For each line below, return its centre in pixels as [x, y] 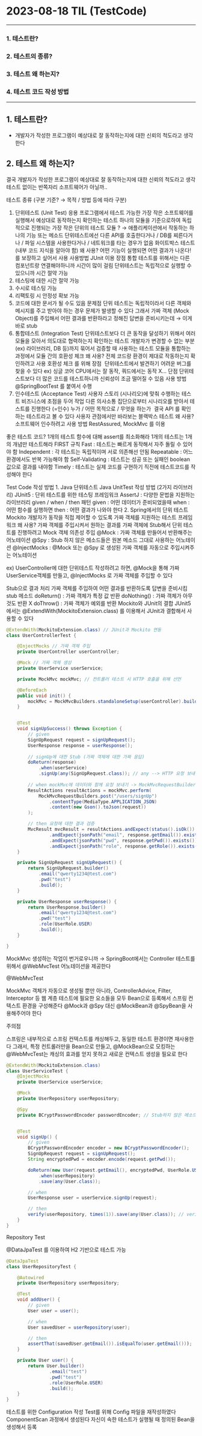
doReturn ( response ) [52, 762]
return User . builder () [56, 1366]
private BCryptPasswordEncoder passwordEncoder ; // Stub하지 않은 [99, 1115]
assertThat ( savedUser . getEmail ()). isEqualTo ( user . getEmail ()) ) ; [110, 1344]
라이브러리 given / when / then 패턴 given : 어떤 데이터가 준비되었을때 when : [98, 502]
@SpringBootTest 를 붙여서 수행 [53, 386]
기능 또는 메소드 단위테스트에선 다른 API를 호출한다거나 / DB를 [99, 235]
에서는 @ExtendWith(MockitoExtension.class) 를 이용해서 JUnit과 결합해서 [96, 611]
